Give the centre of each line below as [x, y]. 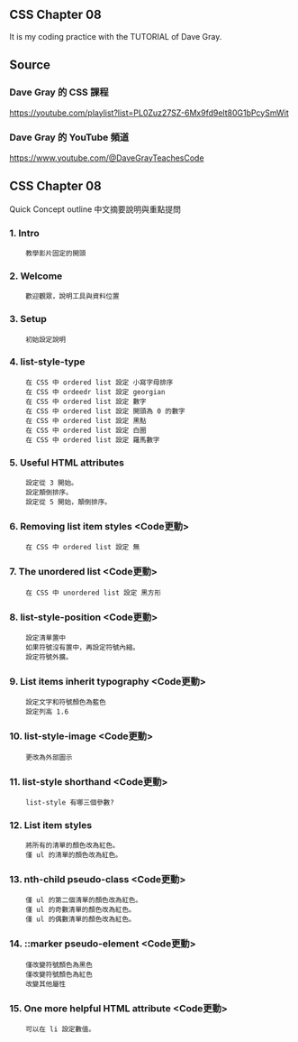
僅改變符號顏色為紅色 [59, 974]
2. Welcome [36, 276]
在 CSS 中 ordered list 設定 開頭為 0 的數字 [106, 411]
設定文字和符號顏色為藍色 [66, 703]
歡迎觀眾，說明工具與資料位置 [72, 297]
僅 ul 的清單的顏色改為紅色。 [74, 855]
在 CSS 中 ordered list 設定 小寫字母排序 [99, 383]
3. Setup [28, 319]
